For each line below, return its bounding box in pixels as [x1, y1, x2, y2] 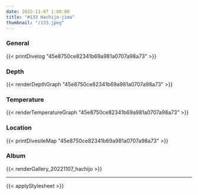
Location [6, 123, 32, 132]
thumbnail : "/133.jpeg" [6, 19, 65, 25]
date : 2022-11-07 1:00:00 [6, 8, 70, 15]
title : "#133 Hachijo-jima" [6, 14, 75, 20]
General [6, 39, 29, 47]
